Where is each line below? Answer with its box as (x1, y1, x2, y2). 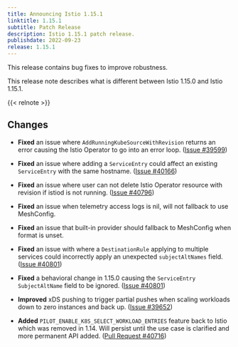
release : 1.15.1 (7, 43, 55, 51)
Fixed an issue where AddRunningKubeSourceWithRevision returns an (17, 138, 216, 146)
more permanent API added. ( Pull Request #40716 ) (17, 331, 167, 340)
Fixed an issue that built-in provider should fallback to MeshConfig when (17, 223, 232, 232)
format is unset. (17, 231, 64, 239)
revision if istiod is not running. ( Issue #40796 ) (17, 188, 155, 197)
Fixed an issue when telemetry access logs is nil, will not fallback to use (17, 202, 229, 210)
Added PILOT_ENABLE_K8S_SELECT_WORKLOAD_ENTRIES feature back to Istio (17, 316, 227, 325)
